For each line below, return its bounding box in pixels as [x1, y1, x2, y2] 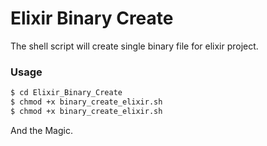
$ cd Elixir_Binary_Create [10, 88, 123, 98]
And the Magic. [10, 124, 73, 136]
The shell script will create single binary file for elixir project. [10, 40, 259, 52]
